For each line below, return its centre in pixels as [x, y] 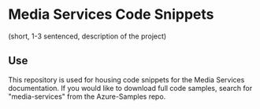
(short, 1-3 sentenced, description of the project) [87, 36]
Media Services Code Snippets [111, 15]
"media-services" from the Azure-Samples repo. [87, 96]
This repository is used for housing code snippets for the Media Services [126, 79]
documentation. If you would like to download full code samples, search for [130, 88]
